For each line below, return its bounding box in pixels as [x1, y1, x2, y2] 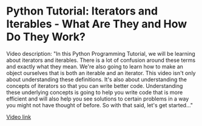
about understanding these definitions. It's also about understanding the [6, 76, 187, 83]
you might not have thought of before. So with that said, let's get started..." [6, 101, 193, 108]
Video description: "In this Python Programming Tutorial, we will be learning [6, 50, 195, 57]
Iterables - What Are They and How [6, 17, 187, 31]
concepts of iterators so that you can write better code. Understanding [6, 82, 183, 89]
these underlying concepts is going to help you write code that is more [6, 88, 183, 96]
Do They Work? [6, 30, 86, 44]
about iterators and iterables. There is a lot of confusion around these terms [6, 56, 196, 64]
